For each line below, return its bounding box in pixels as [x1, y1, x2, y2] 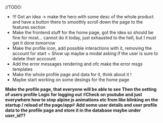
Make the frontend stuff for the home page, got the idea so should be [12, 30, 154, 35]
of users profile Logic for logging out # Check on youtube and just [5, 91, 142, 97]
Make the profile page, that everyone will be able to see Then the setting [5, 86, 157, 92]
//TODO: [5, 4, 22, 10]
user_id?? [5, 113, 26, 118]
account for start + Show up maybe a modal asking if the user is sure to [12, 50, 158, 56]
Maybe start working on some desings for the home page [12, 77, 129, 82]
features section [12, 24, 46, 30]
